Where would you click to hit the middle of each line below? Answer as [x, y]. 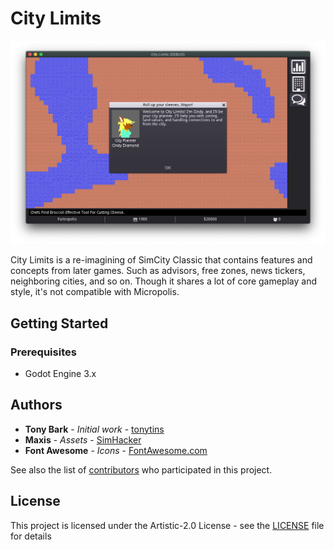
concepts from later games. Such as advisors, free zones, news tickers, [158, 271]
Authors [36, 405]
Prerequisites [43, 352]
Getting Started [59, 323]
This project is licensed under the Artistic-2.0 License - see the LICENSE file [167, 525]
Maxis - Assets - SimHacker [83, 439]
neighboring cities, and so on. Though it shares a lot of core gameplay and [164, 281]
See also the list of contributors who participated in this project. [141, 469]
